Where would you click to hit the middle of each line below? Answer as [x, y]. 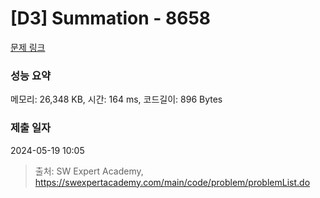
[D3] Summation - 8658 [111, 18]
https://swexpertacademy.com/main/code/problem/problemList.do [172, 182]
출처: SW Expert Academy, [89, 171]
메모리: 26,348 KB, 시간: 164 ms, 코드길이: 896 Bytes [116, 99]
